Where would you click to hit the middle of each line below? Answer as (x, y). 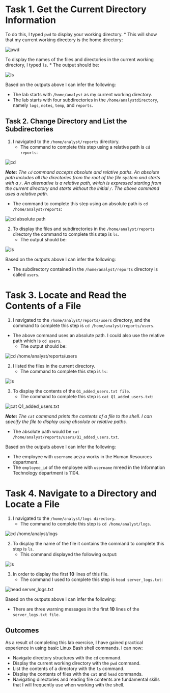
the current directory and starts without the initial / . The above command (82, 188)
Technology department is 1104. (46, 473)
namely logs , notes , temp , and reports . (53, 105)
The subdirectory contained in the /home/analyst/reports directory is (85, 269)
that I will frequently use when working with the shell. (68, 685)
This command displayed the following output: (69, 554)
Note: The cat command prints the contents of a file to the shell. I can (79, 416)
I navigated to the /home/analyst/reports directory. (66, 142)
